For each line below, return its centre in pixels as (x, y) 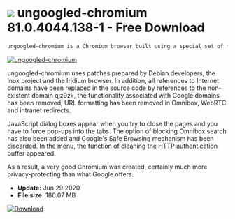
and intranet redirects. (39, 110)
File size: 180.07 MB (47, 195)
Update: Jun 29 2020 (49, 188)
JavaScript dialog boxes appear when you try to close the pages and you (113, 123)
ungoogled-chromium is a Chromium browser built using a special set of (115, 46)
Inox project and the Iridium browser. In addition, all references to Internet (113, 80)
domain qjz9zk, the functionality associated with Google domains (126, 95)
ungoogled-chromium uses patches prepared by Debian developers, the (111, 73)
